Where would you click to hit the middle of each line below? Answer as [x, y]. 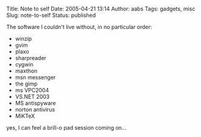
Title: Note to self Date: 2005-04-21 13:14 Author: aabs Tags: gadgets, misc [101, 9]
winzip [23, 38]
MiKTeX [25, 116]
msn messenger [35, 77]
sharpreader [31, 58]
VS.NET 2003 [32, 97]
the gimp [26, 84]
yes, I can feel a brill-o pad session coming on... [66, 128]
